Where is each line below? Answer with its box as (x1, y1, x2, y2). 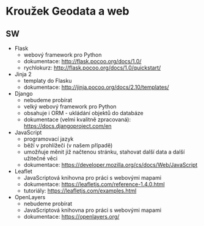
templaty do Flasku (23, 77, 72, 84)
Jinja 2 (14, 71, 32, 77)
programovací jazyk (23, 135, 74, 143)
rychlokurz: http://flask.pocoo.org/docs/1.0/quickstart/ (23, 64, 161, 71)
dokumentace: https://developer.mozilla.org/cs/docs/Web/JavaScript (23, 161, 198, 168)
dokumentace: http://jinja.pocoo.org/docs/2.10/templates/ (23, 83, 169, 91)
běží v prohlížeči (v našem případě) (23, 142, 113, 149)
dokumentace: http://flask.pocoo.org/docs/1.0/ (23, 58, 142, 65)
